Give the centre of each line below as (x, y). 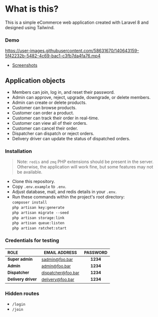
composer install (30, 202)
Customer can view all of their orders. (50, 123)
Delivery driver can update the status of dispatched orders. (71, 139)
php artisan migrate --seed (40, 213)
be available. (30, 172)
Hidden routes (22, 293)
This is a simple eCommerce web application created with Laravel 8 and (77, 22)
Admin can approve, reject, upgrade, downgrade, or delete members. (81, 98)
